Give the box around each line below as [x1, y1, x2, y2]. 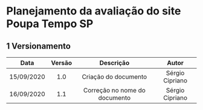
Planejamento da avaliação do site [6, 4, 181, 18]
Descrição [99, 59, 130, 67]
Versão [51, 59, 72, 67]
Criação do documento [82, 73, 147, 81]
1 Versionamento [6, 41, 71, 51]
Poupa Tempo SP [6, 17, 94, 31]
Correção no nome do [83, 86, 146, 94]
